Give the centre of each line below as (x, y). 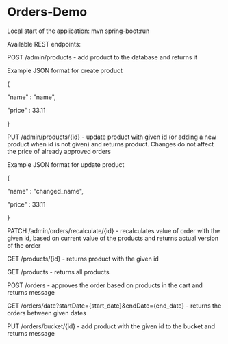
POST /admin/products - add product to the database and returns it (102, 57)
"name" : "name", (31, 97)
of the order (24, 245)
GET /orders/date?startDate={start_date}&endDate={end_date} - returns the (114, 306)
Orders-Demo (47, 12)
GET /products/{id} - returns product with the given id (83, 259)
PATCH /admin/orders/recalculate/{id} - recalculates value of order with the (114, 230)
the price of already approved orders (59, 151)
